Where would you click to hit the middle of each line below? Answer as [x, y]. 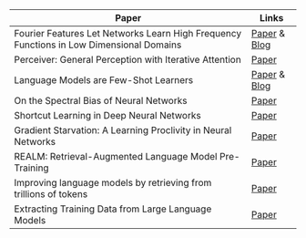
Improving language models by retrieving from [113, 183]
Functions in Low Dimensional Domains [98, 45]
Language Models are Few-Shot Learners [104, 80]
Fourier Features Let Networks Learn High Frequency [128, 33]
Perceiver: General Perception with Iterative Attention [127, 60]
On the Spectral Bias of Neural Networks [101, 101]
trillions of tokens [51, 194]
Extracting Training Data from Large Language [113, 209]
